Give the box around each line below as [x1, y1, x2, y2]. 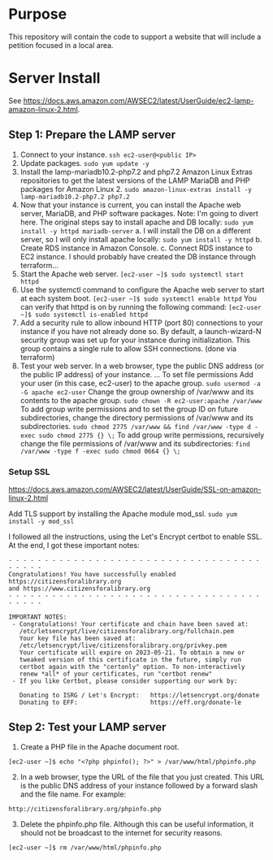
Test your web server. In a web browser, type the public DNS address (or [19, 361, 264, 371]
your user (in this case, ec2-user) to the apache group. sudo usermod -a [19, 378, 262, 388]
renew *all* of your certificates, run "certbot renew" [19, 670, 213, 678]
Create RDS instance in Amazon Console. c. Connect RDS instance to [19, 243, 253, 253]
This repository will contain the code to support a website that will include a [8, 32, 262, 41]
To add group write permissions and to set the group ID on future [19, 404, 238, 414]
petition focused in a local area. [8, 40, 114, 50]
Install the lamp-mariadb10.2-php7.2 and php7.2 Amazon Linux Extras [19, 167, 253, 176]
